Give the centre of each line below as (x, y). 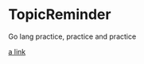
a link (17, 51)
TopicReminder (60, 15)
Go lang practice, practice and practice (72, 36)
